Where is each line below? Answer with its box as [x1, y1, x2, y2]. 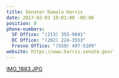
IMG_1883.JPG [6, 65, 43, 73]
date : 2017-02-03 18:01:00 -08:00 [6, 15, 95, 21]
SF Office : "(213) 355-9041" [12, 32, 86, 38]
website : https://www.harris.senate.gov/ [6, 49, 114, 55]
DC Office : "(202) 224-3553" [12, 37, 86, 43]
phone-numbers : [6, 26, 45, 32]
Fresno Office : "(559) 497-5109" [12, 43, 97, 49]
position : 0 [6, 20, 37, 26]
